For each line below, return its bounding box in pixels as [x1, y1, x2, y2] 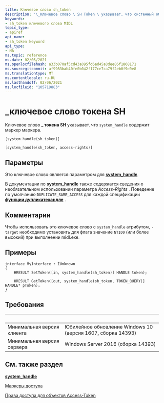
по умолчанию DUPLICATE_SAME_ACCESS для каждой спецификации [5, 192, 140, 198]
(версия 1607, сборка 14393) [64, 329, 137, 336]
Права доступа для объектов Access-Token [5, 392, 96, 398]
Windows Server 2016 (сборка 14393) [64, 340, 156, 347]
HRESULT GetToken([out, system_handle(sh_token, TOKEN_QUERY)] [14, 278, 145, 283]
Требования [5, 301, 44, 309]
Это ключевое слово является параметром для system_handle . [5, 172, 139, 177]
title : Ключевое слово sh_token [5, 7, 71, 12]
